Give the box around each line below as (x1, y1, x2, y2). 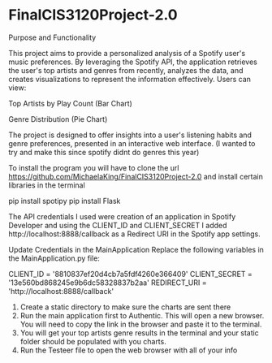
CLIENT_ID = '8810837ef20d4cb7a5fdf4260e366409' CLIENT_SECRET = (8, 269, 253, 279)
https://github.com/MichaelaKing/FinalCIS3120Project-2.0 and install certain (8, 171, 264, 181)
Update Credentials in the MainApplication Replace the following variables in (8, 244, 264, 254)
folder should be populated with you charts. (19, 336, 166, 346)
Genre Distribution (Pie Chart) (8, 114, 108, 123)
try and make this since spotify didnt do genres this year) (8, 147, 200, 157)
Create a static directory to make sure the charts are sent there (19, 302, 231, 312)
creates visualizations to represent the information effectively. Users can (8, 74, 252, 84)
